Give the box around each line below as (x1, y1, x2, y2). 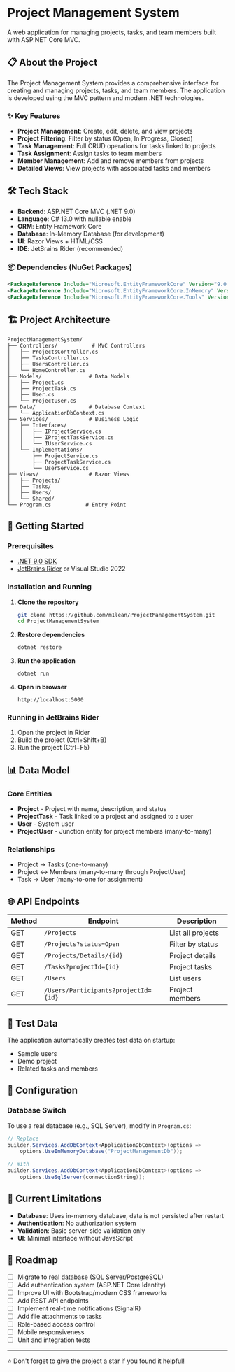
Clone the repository (17, 598, 79, 606)
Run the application (17, 657, 76, 665)
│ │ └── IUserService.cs (7, 440, 92, 447)
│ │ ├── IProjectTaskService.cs (7, 434, 114, 441)
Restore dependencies (17, 631, 85, 639)
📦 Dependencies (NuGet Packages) (7, 262, 133, 272)
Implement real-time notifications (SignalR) (17, 1304, 141, 1313)
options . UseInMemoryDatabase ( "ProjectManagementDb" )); (20, 1148, 183, 1155)
